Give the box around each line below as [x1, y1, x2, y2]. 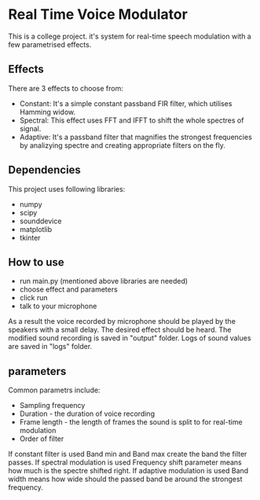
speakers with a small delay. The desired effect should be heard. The [8, 325, 232, 335]
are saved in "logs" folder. [8, 342, 93, 351]
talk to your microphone [19, 301, 97, 311]
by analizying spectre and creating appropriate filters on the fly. [19, 140, 225, 150]
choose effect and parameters [19, 285, 118, 294]
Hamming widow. [19, 107, 76, 116]
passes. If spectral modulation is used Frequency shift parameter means [8, 458, 242, 467]
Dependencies [8, 164, 81, 177]
